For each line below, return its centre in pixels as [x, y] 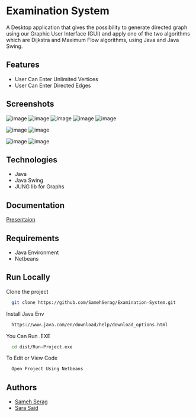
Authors [22, 387]
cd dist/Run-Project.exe [42, 347]
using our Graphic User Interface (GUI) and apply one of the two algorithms [98, 33]
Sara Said [26, 408]
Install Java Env [25, 314]
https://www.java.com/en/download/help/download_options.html [90, 325]
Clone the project [27, 291]
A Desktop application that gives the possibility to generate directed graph [97, 27]
